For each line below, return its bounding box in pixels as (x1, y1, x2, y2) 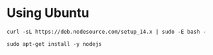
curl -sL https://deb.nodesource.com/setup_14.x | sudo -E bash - (6, 28, 207, 35)
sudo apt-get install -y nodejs (6, 40, 102, 47)
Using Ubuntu (6, 5, 90, 21)
